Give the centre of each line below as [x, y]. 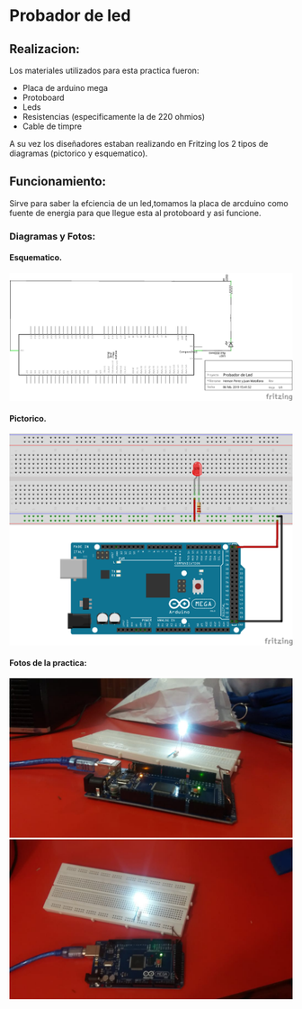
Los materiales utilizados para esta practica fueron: [104, 70]
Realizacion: [45, 49]
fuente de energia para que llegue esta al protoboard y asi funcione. [135, 213]
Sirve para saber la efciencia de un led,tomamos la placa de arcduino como [149, 203]
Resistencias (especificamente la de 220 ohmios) [113, 117]
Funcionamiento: [58, 182]
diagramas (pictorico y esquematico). [79, 153]
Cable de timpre [52, 126]
